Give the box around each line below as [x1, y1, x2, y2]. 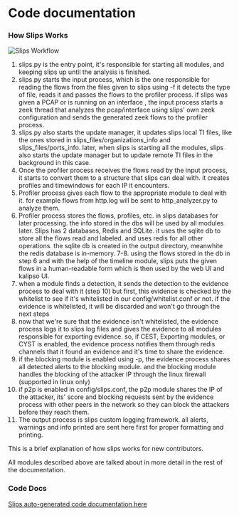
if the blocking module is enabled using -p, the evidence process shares [18, 355, 230, 363]
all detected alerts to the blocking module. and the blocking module [18, 363, 216, 371]
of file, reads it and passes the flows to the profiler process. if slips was [18, 90, 228, 99]
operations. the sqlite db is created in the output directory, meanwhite [18, 242, 223, 250]
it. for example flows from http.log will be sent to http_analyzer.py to [18, 196, 218, 205]
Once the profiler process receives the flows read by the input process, [18, 166, 228, 175]
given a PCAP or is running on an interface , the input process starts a [18, 98, 223, 107]
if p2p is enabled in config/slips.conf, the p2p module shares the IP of [18, 386, 223, 394]
